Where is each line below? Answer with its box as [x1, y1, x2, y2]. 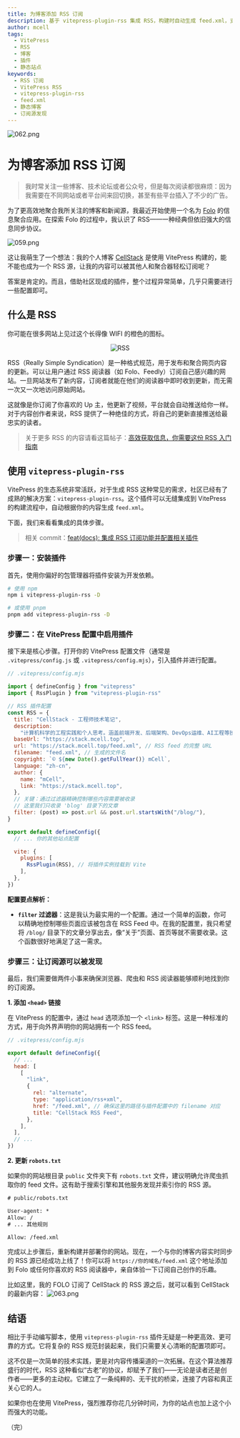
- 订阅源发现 [14, 110, 48, 117]
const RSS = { [7, 709, 50, 716]
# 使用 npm [7, 585, 38, 592]
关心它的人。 [7, 1384, 45, 1392]
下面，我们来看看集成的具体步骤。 [7, 519, 108, 527]
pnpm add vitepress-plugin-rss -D [7, 611, 111, 619]
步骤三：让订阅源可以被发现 [7, 957, 103, 967]
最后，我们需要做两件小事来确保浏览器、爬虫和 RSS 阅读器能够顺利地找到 [7, 974, 224, 983]
